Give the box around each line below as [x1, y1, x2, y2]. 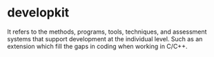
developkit [7, 5, 70, 21]
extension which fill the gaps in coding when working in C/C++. [7, 42, 188, 50]
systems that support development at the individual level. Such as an [7, 34, 203, 43]
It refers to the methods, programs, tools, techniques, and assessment [7, 27, 207, 36]
